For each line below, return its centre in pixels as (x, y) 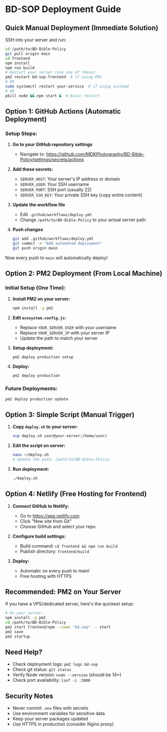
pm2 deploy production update (37, 399)
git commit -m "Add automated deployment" (57, 244)
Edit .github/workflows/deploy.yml (56, 215)
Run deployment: (31, 469)
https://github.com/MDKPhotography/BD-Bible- (95, 154)
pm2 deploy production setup (43, 357)
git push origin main (35, 248)
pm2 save (14, 632)
